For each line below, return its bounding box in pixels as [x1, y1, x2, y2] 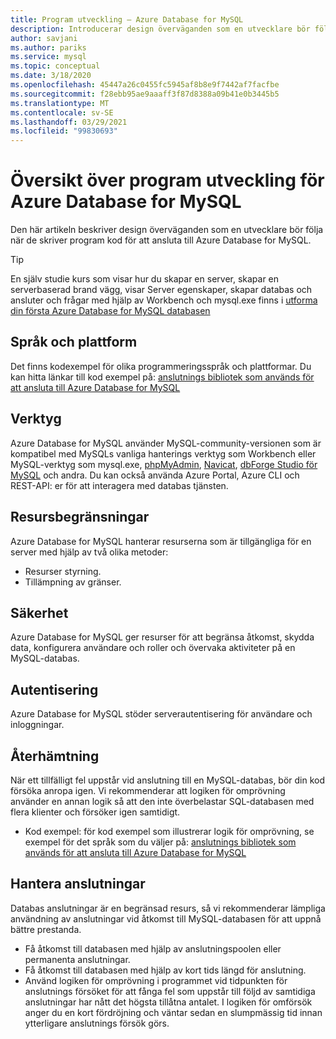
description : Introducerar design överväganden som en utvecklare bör [10, 24, 311, 34]
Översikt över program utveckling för [10, 169, 325, 192]
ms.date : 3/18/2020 [10, 71, 92, 81]
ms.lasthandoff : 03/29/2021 [10, 117, 128, 127]
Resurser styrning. [24, 565, 102, 577]
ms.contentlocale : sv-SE [10, 107, 114, 118]
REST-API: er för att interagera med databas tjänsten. [10, 479, 229, 491]
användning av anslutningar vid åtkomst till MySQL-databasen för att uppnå [10, 912, 322, 925]
